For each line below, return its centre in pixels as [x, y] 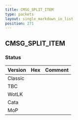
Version [17, 70]
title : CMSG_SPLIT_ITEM [29, 10]
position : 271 [20, 23]
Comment [57, 70]
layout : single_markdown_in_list [39, 19]
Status [13, 57]
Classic [16, 78]
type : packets [20, 14]
